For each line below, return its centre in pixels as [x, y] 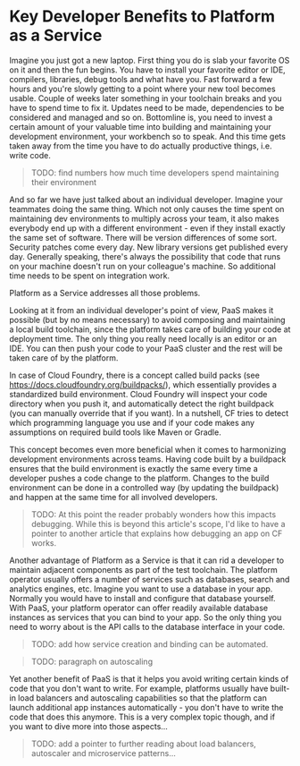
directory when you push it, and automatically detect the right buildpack [142, 404]
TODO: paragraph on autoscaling [92, 661]
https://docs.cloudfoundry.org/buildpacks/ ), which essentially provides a [143, 384]
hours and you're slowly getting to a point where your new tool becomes [142, 89]
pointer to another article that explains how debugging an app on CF [157, 533]
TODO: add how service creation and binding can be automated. [150, 644]
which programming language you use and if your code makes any [132, 422]
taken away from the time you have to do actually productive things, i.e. [141, 146]
